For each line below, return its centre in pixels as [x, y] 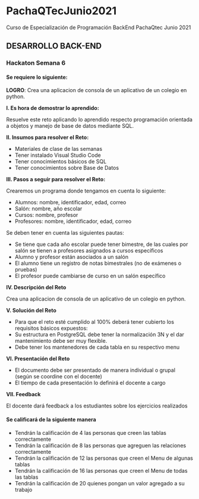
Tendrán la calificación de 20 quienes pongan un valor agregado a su [100, 483]
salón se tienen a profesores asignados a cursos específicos [89, 251]
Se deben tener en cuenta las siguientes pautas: [65, 233]
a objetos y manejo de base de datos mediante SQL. [70, 126]
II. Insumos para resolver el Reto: [48, 137]
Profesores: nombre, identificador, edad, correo [73, 222]
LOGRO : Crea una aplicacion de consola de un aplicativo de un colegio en [97, 90]
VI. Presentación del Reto [38, 359]
